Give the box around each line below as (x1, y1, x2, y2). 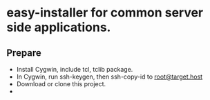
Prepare (6, 47, 42, 59)
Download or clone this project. (16, 80, 106, 88)
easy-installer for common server (6, 5, 204, 21)
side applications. (6, 19, 111, 35)
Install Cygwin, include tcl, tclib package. (16, 66, 133, 73)
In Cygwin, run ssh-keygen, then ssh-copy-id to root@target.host (16, 72, 203, 81)
